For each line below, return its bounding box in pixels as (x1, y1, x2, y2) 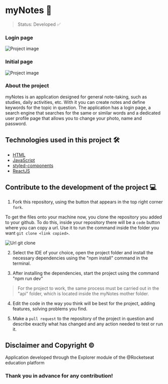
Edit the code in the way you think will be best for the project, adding (12, 300, 155, 307)
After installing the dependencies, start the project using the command (12, 270, 159, 277)
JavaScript (12, 157, 35, 163)
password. (5, 121, 27, 127)
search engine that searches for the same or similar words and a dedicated (5, 109, 161, 116)
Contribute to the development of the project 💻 (5, 183, 157, 192)
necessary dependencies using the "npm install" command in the (12, 255, 148, 261)
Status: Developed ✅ (17, 21, 61, 27)
